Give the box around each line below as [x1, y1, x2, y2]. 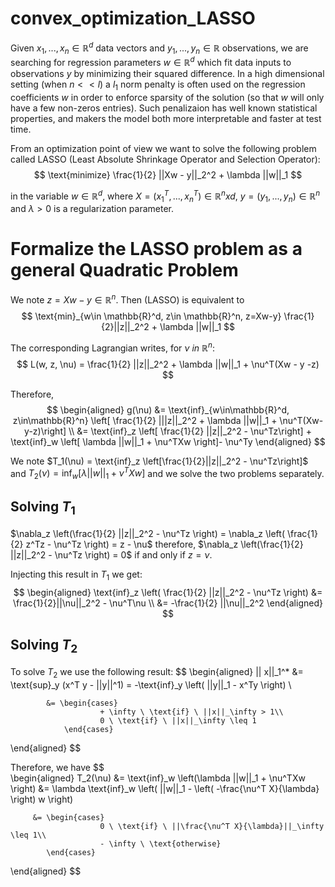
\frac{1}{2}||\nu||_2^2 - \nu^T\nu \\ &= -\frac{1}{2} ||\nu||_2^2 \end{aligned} [13, 597, 323, 609]
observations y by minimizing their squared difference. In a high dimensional [10, 68, 325, 80]
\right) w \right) [10, 793, 74, 805]
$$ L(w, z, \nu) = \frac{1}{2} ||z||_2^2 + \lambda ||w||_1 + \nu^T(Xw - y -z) [16, 358, 320, 370]
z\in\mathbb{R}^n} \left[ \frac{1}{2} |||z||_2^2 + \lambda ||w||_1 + [12, 414, 278, 426]
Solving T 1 [10, 498, 76, 518]
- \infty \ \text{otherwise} [99, 838, 222, 849]
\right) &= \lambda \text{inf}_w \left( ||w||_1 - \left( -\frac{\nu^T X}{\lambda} [10, 782, 320, 794]
